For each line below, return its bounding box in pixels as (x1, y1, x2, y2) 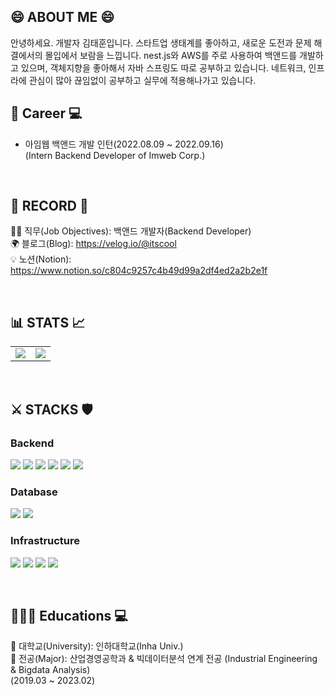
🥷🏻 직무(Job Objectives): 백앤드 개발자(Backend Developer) (10, 225, 252, 237)
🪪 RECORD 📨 (10, 198, 89, 215)
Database (10, 485, 58, 499)
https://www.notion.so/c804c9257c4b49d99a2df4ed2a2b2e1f (10, 265, 268, 277)
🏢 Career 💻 (10, 105, 83, 122)
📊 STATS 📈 (10, 314, 86, 331)
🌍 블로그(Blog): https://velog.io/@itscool (10, 238, 177, 250)
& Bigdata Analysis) (10, 664, 91, 676)
